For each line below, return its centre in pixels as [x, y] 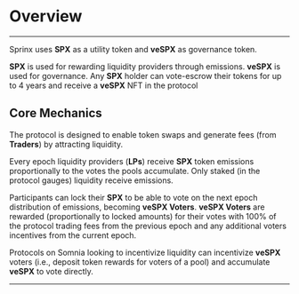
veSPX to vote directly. [51, 271]
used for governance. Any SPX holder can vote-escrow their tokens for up [145, 75]
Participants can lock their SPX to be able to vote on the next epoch [133, 197]
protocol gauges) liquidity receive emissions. [91, 180]
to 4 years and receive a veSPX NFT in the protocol [104, 85]
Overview [46, 16]
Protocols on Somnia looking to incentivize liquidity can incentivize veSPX [145, 252]
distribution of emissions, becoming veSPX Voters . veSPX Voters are [137, 207]
